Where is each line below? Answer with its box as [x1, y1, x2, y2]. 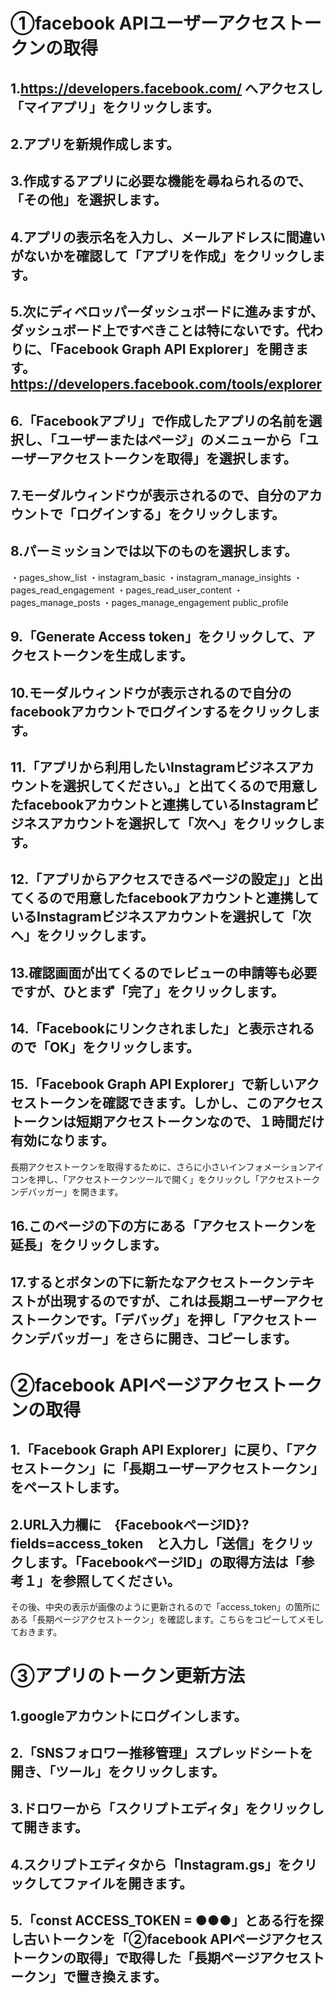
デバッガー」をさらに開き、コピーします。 [36, 1330, 298, 1347]
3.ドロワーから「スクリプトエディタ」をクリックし [10, 1800, 325, 1818]
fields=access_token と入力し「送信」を [10, 1535, 275, 1552]
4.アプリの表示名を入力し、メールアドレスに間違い [10, 229, 326, 246]
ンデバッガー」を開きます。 [10, 1185, 124, 1198]
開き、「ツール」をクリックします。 [10, 1764, 225, 1781]
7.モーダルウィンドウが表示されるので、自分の [10, 487, 297, 504]
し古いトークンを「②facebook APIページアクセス [10, 1931, 324, 1948]
